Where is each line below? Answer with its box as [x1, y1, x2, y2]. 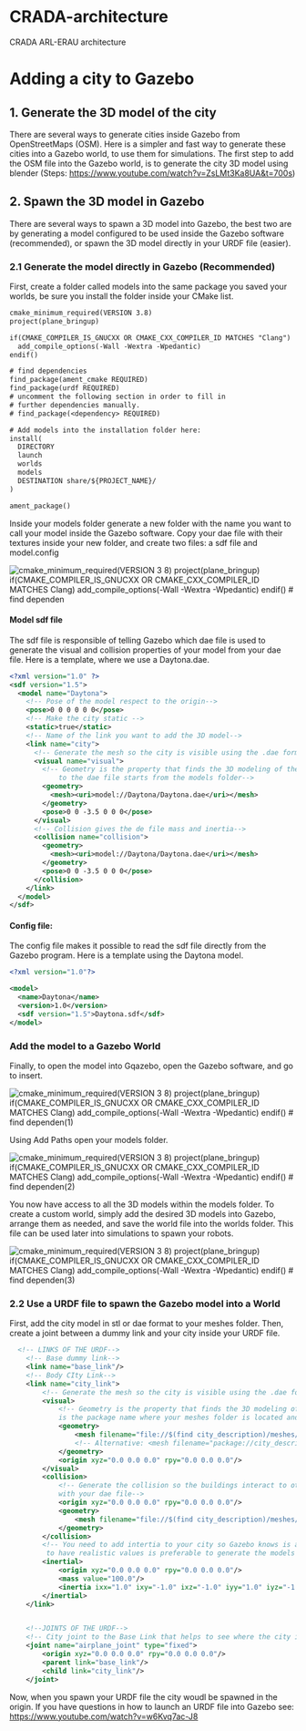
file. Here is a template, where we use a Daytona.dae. [9, 654, 209, 665]
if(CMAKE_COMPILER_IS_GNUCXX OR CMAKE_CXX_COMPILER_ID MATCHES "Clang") [9, 333, 291, 343]
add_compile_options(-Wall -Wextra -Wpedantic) [17, 342, 202, 351]
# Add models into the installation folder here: [9, 426, 202, 435]
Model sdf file [9, 614, 64, 625]
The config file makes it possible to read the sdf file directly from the [9, 941, 267, 952]
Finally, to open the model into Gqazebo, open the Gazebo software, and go [9, 1060, 294, 1071]
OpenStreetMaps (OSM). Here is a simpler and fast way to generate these [9, 139, 287, 149]
